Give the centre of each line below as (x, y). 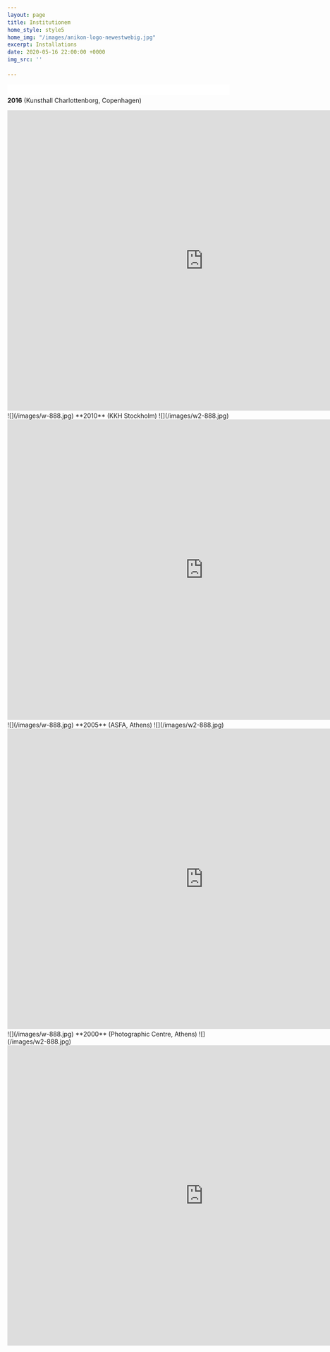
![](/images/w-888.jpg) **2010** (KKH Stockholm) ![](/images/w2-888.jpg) (118, 416)
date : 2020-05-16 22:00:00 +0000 (56, 52)
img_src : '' (25, 60)
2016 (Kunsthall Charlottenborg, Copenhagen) (75, 100)
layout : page (26, 15)
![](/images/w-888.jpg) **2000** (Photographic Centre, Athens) (102, 1034)
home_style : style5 (36, 30)
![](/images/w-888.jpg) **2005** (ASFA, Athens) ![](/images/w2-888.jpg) (116, 725)
